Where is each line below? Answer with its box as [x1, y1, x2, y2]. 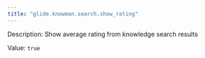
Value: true [7, 43, 41, 52]
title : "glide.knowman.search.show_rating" [7, 10, 139, 18]
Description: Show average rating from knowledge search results [7, 30, 198, 38]
